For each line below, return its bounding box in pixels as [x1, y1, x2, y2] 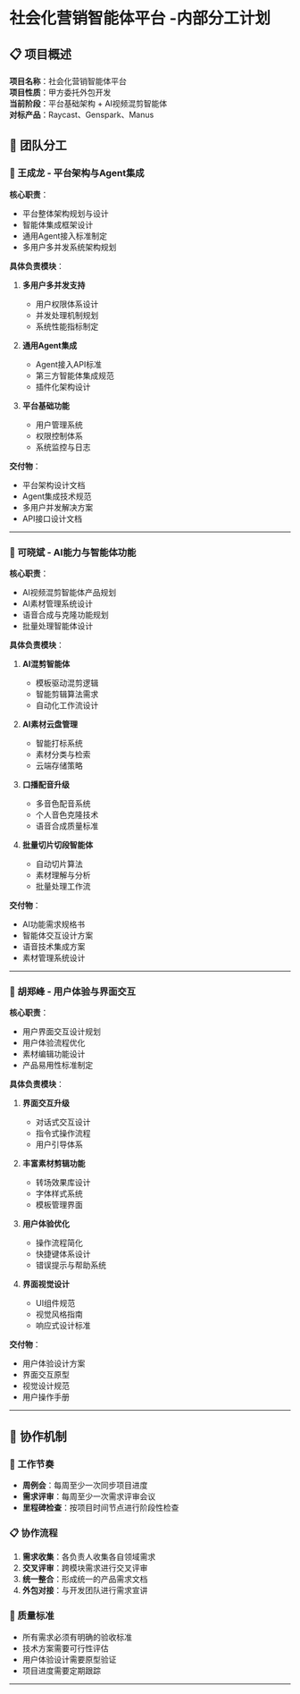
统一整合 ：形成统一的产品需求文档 [21, 1574, 148, 1585]
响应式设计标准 [35, 1320, 91, 1331]
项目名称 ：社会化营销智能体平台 [9, 76, 127, 86]
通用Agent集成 [21, 340, 78, 350]
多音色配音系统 [35, 797, 91, 809]
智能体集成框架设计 [21, 219, 94, 230]
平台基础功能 [21, 400, 70, 411]
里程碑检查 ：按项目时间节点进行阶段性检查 [21, 1502, 179, 1513]
